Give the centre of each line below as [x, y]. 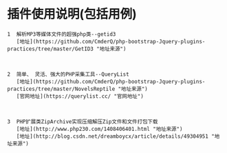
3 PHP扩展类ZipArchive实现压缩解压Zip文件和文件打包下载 [83, 121]
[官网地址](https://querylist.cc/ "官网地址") [80, 96]
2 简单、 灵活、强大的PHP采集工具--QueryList [68, 74]
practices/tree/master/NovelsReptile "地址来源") [77, 89]
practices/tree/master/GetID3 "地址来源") [67, 49]
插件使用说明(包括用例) [72, 14]
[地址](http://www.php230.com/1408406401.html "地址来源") [99, 129]
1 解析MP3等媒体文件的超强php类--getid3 [62, 34]
